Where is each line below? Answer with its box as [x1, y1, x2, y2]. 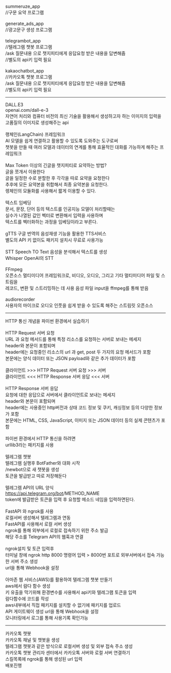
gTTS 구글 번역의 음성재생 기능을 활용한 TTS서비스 [5, 231, 107, 236]
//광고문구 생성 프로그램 [5, 27, 52, 33]
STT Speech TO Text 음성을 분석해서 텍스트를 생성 [5, 249, 107, 255]
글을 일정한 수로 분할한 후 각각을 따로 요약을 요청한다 [5, 175, 110, 181]
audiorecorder [5, 296, 36, 302]
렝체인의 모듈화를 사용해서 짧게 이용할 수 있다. [5, 188, 97, 194]
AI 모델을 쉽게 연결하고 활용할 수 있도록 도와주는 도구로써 [5, 138, 119, 143]
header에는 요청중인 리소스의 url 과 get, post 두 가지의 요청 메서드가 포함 [5, 349, 151, 355]
